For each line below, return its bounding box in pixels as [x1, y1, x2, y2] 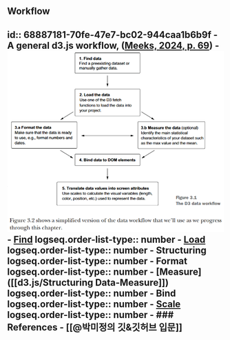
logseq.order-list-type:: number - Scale [7, 299, 181, 310]
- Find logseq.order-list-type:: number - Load [7, 234, 206, 246]
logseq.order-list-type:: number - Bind [7, 288, 176, 299]
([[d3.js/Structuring [7, 277, 94, 288]
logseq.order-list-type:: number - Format [7, 255, 188, 267]
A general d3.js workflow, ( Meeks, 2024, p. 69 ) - [7, 39, 220, 51]
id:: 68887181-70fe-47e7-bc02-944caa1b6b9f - [7, 29, 218, 41]
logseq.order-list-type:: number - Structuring [7, 244, 207, 257]
